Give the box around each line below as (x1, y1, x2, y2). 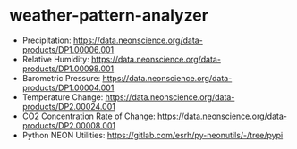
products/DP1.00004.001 (21, 82, 115, 93)
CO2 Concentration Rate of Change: (21, 111, 157, 121)
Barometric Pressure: (21, 72, 101, 83)
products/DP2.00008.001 (21, 120, 116, 130)
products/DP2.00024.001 (21, 101, 116, 112)
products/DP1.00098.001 (21, 63, 115, 74)
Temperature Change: (21, 91, 104, 103)
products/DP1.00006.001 (21, 44, 115, 54)
